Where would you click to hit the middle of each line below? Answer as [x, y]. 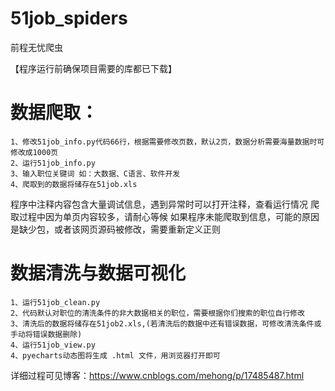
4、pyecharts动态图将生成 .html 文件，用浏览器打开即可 [115, 355]
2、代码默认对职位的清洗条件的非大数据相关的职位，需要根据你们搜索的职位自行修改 [157, 313]
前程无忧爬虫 [36, 47]
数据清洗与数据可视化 [98, 273]
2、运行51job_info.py [53, 163]
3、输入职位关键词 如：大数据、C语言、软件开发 [95, 173]
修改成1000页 [34, 152]
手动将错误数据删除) [46, 334]
